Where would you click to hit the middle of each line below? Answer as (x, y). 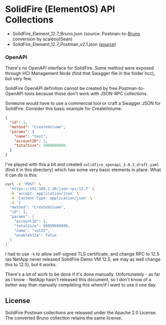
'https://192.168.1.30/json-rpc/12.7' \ (52, 189)
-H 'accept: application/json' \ (44, 193)
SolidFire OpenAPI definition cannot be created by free (62, 88)
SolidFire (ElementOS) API (60, 9)
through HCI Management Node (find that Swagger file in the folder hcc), (80, 73)
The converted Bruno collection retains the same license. (64, 318)
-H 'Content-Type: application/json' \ (51, 198)
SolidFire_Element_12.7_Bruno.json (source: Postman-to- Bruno (76, 33)
